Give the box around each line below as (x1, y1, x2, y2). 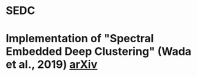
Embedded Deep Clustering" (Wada (6, 45, 191, 59)
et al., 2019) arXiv (6, 57, 98, 71)
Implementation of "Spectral (6, 32, 154, 46)
